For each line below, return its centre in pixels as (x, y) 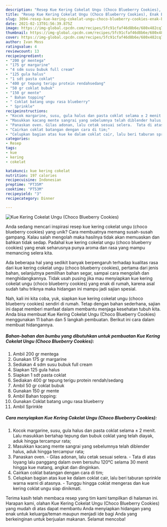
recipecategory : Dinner (30, 198)
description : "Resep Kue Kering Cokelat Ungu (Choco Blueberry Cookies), (83, 10)
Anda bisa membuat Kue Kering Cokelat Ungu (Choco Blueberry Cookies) (81, 314)
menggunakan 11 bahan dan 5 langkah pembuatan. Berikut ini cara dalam (80, 319)
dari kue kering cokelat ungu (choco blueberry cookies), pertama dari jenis (82, 268)
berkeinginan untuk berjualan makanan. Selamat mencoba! (66, 519)
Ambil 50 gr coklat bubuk (39, 385)
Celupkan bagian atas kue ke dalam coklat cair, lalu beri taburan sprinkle (87, 478)
